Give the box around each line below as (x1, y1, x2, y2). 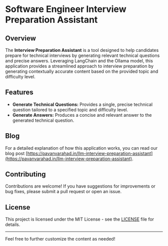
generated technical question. (12, 117, 74, 123)
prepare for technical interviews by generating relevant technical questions (5, 52, 160, 58)
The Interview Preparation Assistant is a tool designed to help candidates (5, 47, 159, 53)
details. (5, 222, 20, 228)
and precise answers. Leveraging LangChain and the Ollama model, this (5, 58, 153, 63)
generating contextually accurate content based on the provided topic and (5, 68, 158, 74)
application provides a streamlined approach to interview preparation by (5, 63, 154, 69)
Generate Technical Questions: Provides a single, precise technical (12, 101, 153, 107)
